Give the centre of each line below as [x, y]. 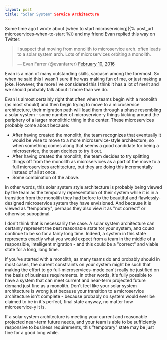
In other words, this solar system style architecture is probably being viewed [83, 187]
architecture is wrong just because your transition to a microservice [75, 291]
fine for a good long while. [32, 332]
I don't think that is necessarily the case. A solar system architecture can [80, 223]
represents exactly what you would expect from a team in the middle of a [80, 239]
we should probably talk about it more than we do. [57, 89]
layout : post [19, 10]
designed [15, 203]
